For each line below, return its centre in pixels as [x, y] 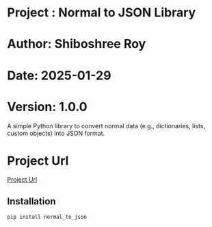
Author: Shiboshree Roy [77, 44]
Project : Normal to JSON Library [102, 13]
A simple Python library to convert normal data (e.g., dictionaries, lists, [106, 126]
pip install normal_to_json [47, 217]
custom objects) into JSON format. [56, 133]
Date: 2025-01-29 [59, 75]
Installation [31, 201]
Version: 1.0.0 [47, 107]
